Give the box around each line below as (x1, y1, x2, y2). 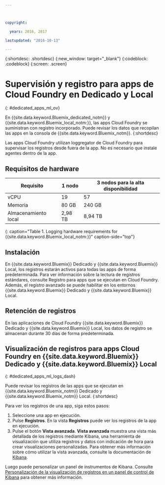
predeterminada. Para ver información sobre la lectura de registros (5, 272, 140, 277)
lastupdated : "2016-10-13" (5, 38, 60, 43)
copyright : (5, 20, 27, 25)
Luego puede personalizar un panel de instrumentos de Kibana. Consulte (5, 464, 153, 470)
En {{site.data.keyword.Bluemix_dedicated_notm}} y (5, 114, 110, 121)
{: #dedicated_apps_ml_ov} (5, 105, 60, 111)
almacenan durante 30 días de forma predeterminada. (5, 330, 114, 336)
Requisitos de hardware (5, 165, 80, 173)
